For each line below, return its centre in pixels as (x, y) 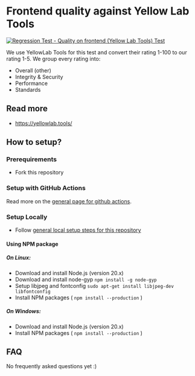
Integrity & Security (39, 77)
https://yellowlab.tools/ (43, 123)
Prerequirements (32, 159)
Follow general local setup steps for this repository (78, 230)
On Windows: (24, 311)
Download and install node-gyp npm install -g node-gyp (86, 279)
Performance (31, 83)
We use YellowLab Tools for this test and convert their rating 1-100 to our (97, 52)
